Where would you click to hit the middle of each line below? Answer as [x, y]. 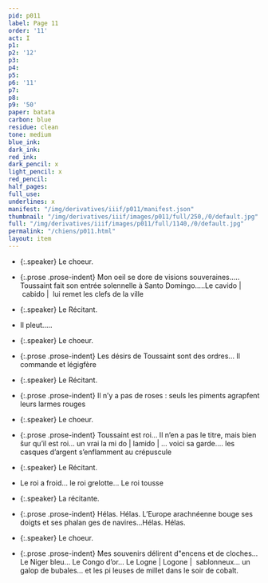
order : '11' [28, 30]
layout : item [30, 239]
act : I [19, 38]
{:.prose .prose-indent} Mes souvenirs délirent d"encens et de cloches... [139, 553]
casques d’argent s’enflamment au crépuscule [96, 452]
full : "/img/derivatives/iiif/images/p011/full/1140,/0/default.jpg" [126, 224]
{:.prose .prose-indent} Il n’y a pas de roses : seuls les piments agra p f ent [140, 395]
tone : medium [30, 134]
